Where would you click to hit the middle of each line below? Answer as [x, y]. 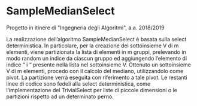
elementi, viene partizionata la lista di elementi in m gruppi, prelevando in [96, 52]
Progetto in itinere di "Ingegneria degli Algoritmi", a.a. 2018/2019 [85, 28]
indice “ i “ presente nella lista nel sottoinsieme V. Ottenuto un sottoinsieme [99, 65]
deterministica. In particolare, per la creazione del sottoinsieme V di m [93, 46]
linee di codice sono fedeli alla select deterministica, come [78, 84]
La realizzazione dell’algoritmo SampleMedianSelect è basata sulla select [96, 39]
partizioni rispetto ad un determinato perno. [60, 96]
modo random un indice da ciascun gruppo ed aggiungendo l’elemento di [97, 58]
